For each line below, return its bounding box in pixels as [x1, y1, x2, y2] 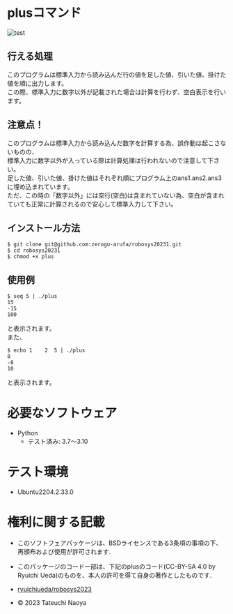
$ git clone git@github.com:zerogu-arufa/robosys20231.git [7, 241, 182, 248]
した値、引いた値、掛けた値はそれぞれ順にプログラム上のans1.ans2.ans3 [13, 174, 223, 182]
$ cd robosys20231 [7, 247, 61, 254]
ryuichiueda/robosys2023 [17, 585, 93, 593]
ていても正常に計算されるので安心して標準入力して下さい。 [7, 200, 177, 208]
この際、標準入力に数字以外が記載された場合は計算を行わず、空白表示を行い [7, 87, 227, 96]
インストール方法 [7, 222, 81, 234]
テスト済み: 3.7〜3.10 [27, 437, 88, 446]
